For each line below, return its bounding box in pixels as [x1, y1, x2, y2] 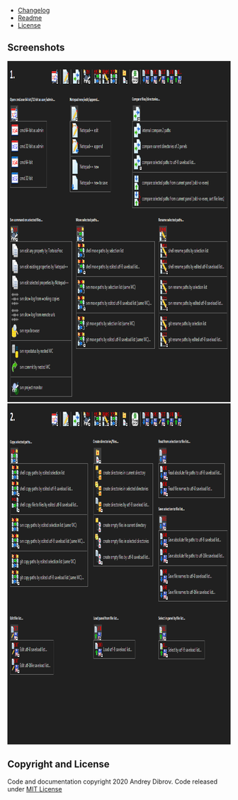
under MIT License [7, 784, 62, 793]
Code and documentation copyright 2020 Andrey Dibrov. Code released [7, 777, 218, 786]
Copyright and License [7, 758, 110, 770]
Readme [17, 13, 42, 22]
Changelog [17, 6, 50, 14]
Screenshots [7, 42, 65, 54]
